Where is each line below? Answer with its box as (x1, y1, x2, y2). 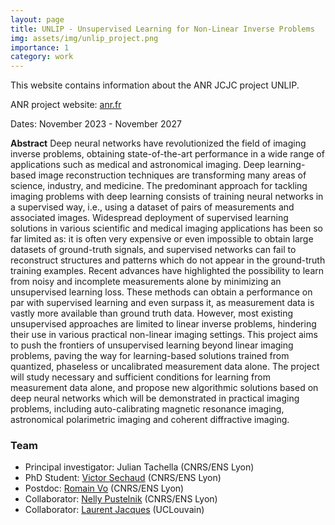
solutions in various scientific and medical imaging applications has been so (10, 222, 323, 235)
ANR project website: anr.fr (10, 99, 122, 111)
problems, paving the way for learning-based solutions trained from (10, 350, 290, 362)
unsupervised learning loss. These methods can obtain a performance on (10, 286, 313, 298)
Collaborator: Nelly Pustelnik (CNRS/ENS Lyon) (24, 493, 218, 505)
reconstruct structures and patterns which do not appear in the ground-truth (10, 254, 326, 266)
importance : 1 (10, 42, 70, 53)
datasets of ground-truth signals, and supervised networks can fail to (10, 244, 297, 256)
